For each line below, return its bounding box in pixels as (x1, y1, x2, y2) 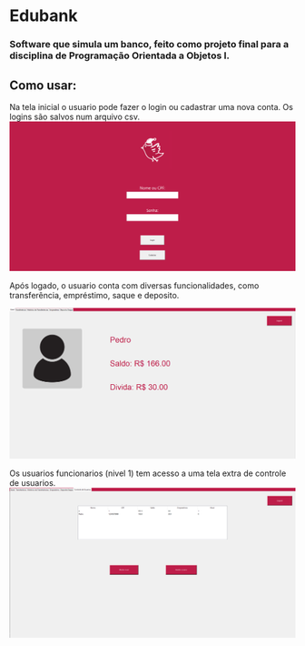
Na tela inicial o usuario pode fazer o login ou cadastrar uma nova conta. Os (9, 101, 293, 112)
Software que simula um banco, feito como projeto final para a (9, 38, 289, 51)
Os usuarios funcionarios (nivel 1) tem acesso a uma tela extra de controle (9, 468, 287, 479)
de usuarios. (9, 477, 56, 488)
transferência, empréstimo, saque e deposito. (9, 290, 180, 301)
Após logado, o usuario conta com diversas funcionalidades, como (9, 280, 260, 291)
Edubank (9, 5, 78, 26)
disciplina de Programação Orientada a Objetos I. (9, 49, 230, 62)
